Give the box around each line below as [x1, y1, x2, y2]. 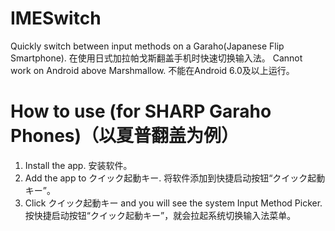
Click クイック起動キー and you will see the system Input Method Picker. [24, 197, 323, 209]
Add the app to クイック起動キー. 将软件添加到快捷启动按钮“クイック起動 [24, 172, 326, 184]
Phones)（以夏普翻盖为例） [10, 125, 240, 147]
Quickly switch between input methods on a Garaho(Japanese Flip [10, 40, 285, 52]
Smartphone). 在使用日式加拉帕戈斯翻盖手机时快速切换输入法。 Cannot [10, 52, 303, 64]
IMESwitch [10, 7, 102, 30]
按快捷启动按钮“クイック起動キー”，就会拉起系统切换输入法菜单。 [24, 209, 297, 221]
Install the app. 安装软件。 [24, 159, 133, 171]
